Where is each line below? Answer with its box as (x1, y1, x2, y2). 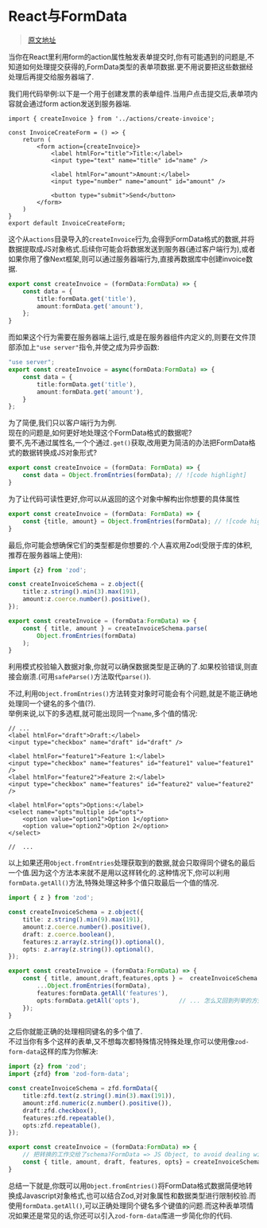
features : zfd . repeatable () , (22, 1114, 115, 1122)
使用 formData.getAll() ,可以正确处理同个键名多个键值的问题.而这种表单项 (8, 1200, 247, 1210)
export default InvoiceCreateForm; (8, 219, 126, 227)
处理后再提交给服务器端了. (8, 72, 95, 81)
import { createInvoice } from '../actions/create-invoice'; (8, 115, 215, 123)
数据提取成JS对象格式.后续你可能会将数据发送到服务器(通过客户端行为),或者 (8, 244, 256, 253)
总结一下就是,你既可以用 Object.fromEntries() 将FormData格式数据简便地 (8, 1180, 246, 1191)
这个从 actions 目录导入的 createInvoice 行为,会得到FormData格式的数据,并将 (8, 234, 255, 244)
